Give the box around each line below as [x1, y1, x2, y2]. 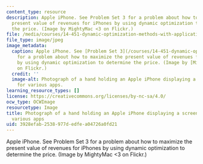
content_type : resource [6, 8, 66, 15]
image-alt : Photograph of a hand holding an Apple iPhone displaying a [11, 76, 196, 82]
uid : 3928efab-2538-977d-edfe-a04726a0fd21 [6, 122, 118, 128]
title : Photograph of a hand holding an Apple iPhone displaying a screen [6, 110, 199, 116]
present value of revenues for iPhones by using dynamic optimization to [6, 145, 185, 152]
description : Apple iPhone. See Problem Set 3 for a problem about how [6, 15, 190, 21]
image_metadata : [6, 43, 47, 49]
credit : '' [11, 71, 39, 77]
